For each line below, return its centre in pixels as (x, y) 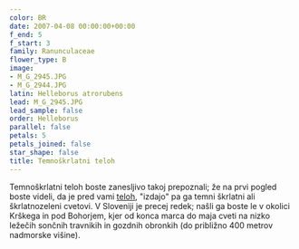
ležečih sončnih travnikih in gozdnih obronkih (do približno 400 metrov (141, 225)
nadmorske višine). (45, 235)
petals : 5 (28, 136)
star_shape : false (44, 152)
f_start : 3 (30, 43)
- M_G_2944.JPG (38, 85)
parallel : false (40, 128)
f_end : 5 (26, 34)
